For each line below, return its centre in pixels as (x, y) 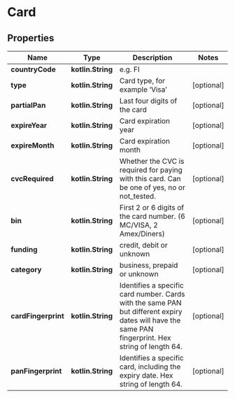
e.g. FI (129, 69)
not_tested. (137, 196)
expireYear (29, 125)
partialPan (28, 105)
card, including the (150, 367)
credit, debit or (143, 245)
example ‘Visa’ (143, 90)
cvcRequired (32, 179)
